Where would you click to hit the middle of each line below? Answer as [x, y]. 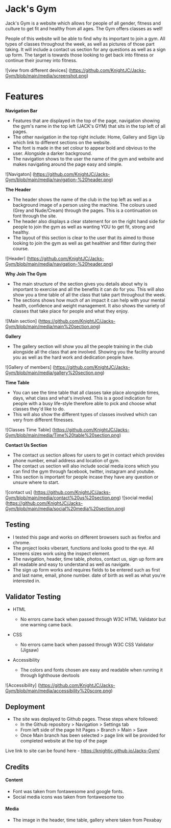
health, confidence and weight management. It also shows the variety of [89, 305]
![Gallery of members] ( [30, 367]
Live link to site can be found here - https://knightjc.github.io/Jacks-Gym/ [82, 751]
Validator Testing [33, 597]
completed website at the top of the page [64, 741]
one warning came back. [46, 624]
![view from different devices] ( [38, 70]
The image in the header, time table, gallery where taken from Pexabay [87, 820]
